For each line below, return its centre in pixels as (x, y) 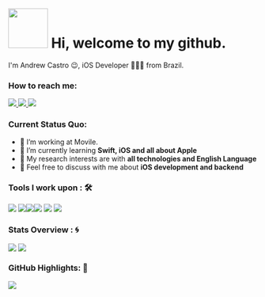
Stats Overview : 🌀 (44, 230)
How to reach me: (43, 86)
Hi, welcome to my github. (139, 43)
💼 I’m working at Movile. (59, 142)
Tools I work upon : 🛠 (50, 188)
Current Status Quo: (48, 124)
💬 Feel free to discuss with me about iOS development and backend (131, 167)
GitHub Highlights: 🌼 (48, 268)
